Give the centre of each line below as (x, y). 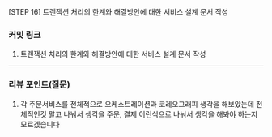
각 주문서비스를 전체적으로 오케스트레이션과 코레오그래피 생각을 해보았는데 (137, 104)
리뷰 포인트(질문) (39, 85)
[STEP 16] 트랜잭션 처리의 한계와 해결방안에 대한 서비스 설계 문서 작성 (119, 12)
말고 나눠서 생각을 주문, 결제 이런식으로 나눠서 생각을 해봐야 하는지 (153, 114)
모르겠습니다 (40, 124)
